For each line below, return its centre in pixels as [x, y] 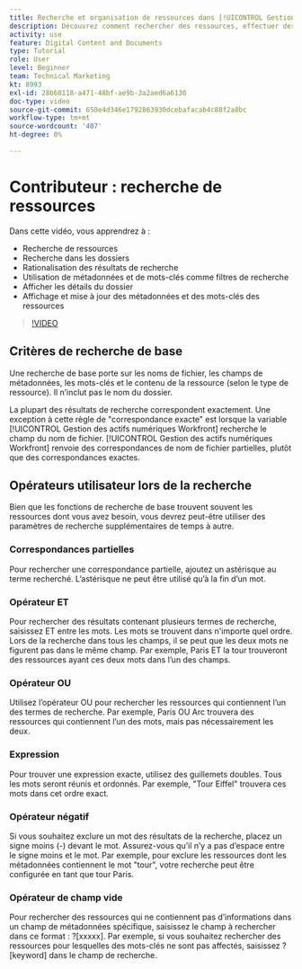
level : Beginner [40, 68]
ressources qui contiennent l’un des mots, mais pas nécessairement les [142, 722]
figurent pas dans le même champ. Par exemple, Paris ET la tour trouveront [148, 650]
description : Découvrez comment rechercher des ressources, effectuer [144, 26]
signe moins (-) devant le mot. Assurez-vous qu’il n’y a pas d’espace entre [147, 845]
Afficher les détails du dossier [77, 286]
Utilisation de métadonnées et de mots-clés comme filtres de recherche [155, 277]
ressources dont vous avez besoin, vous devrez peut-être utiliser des [138, 517]
